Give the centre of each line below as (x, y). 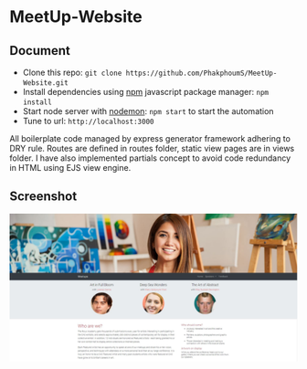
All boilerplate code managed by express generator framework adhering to (150, 138)
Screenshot (43, 197)
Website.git (45, 83)
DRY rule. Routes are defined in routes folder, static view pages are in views (152, 148)
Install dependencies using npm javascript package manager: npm (146, 92)
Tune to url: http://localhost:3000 (88, 121)
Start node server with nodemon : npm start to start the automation (148, 111)
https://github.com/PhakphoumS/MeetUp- (201, 73)
